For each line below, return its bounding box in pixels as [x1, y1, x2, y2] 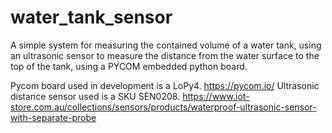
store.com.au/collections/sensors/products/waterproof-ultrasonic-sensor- [10, 101, 317, 113]
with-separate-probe [10, 111, 97, 123]
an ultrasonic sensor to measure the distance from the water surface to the [10, 49, 320, 61]
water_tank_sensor [10, 6, 173, 29]
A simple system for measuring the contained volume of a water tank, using [10, 39, 322, 51]
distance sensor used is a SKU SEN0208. [10, 90, 181, 102]
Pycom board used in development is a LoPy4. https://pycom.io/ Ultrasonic [10, 79, 320, 91]
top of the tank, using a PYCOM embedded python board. [10, 60, 248, 72]
